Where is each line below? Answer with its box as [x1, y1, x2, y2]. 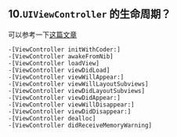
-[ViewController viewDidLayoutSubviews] [8, 87, 146, 94]
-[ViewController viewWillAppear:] [8, 73, 125, 81]
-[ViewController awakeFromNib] [8, 52, 114, 61]
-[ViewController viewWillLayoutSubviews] [8, 80, 149, 88]
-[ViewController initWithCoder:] [8, 46, 121, 54]
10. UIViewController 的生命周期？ [8, 7, 172, 21]
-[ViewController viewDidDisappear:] [8, 107, 132, 116]
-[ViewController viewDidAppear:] [8, 94, 121, 102]
